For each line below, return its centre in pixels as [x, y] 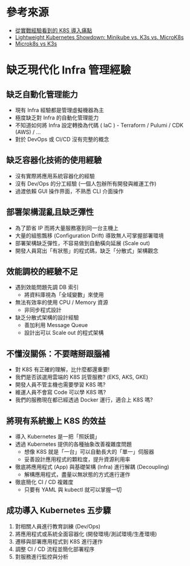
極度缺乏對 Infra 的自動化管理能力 [57, 117]
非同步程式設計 [43, 310]
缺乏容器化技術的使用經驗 [54, 160]
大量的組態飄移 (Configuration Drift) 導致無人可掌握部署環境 [90, 235]
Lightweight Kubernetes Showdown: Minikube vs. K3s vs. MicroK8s [99, 37]
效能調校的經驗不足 [42, 271]
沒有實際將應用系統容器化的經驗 [55, 176]
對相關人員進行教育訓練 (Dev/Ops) [58, 526]
